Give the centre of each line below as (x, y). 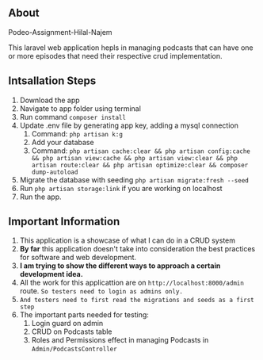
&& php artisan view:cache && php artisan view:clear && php (134, 158)
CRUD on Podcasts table (72, 331)
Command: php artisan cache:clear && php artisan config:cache (141, 151)
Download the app (50, 100)
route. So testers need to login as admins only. (101, 291)
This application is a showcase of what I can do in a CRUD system (128, 240)
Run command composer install (73, 117)
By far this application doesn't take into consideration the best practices (137, 249)
